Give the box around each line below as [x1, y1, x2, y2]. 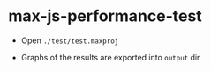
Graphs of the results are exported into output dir [20, 52, 200, 62]
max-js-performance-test [8, 6, 202, 26]
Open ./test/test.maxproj [20, 35, 119, 46]
